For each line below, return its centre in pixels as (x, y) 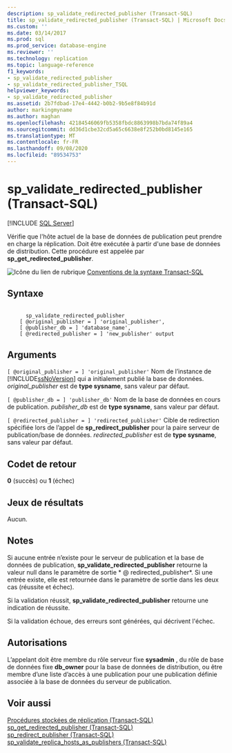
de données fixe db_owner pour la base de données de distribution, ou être (115, 667)
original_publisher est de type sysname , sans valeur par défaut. (98, 386)
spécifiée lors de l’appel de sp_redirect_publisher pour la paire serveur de (113, 428)
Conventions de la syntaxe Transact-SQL (145, 272)
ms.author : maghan (33, 116)
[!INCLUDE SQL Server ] (41, 223)
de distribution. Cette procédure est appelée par (76, 251)
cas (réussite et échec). (41, 587)
